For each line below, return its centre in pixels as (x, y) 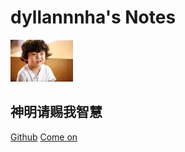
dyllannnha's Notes (93, 17)
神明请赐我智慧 (56, 112)
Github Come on (44, 137)
